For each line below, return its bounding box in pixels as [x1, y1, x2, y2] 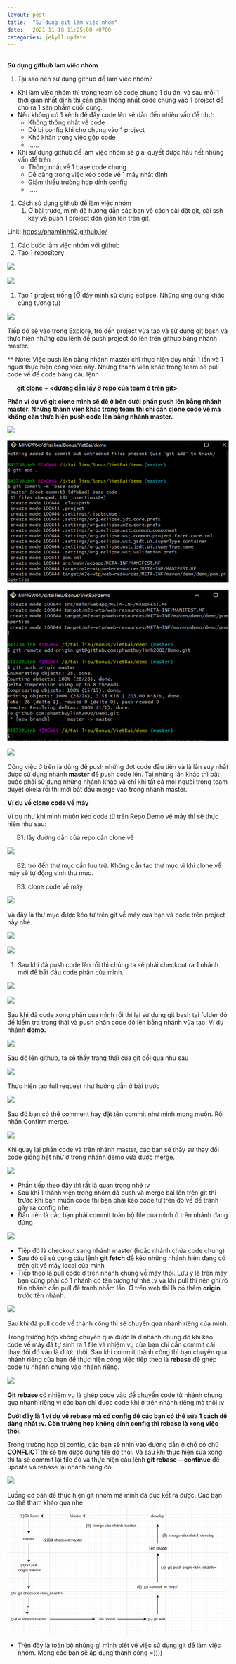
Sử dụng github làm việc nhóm [7, 61, 98, 70]
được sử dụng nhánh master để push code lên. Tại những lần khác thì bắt [7, 770, 220, 779]
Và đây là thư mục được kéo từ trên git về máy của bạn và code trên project [7, 910, 225, 919]
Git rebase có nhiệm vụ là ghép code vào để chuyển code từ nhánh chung [7, 1391, 223, 1399]
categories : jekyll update [7, 34, 86, 41]
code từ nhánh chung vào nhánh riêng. [7, 1363, 120, 1371]
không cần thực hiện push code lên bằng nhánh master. [7, 412, 173, 421]
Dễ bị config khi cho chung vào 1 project [27, 126, 145, 134]
